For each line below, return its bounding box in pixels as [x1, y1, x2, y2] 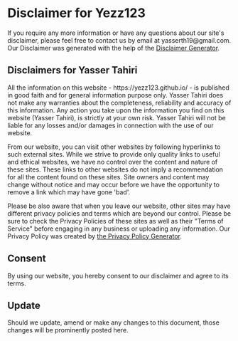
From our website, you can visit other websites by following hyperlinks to [7, 142, 221, 151]
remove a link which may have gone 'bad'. [7, 187, 131, 196]
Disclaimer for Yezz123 [7, 5, 146, 21]
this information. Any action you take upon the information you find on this [7, 105, 225, 115]
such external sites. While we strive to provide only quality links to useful [7, 149, 220, 158]
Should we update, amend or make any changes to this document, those [7, 318, 220, 327]
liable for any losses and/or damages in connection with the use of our [7, 121, 214, 130]
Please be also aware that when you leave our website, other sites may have [7, 201, 231, 210]
